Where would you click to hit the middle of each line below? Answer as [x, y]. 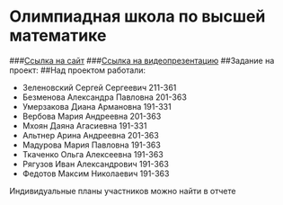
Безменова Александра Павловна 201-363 [104, 97]
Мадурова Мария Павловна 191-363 [92, 145]
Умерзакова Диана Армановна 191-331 [97, 106]
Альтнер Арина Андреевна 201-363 [90, 135]
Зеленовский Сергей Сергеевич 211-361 [99, 87]
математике [58, 36]
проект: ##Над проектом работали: [78, 70]
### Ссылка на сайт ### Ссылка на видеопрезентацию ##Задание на [142, 60]
